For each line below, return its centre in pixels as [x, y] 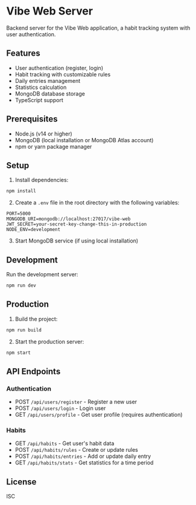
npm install [21, 191]
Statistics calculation [41, 87]
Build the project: [36, 319]
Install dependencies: [42, 180]
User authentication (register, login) [59, 68]
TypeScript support [39, 100]
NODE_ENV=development [33, 230]
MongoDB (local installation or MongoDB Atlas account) [84, 140]
